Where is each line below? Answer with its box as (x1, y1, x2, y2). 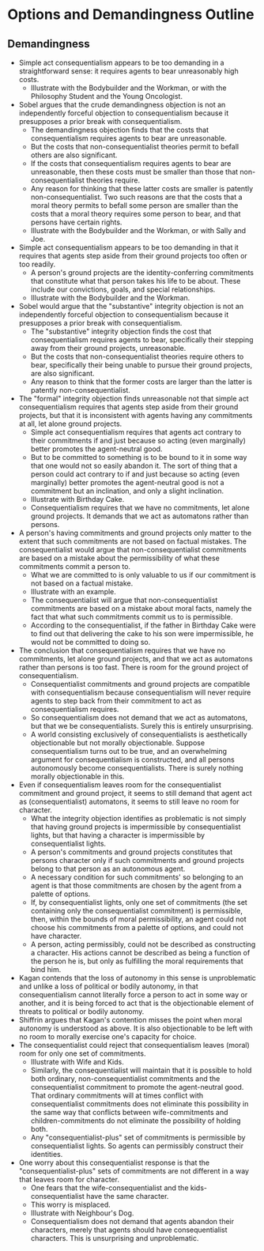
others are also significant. (30, 150, 118, 160)
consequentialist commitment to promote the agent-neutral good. (30, 1083, 244, 1091)
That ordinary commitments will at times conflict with (30, 1091, 203, 1100)
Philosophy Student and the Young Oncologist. (30, 92, 183, 100)
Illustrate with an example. (30, 587, 116, 596)
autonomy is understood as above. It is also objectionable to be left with (18, 1023, 254, 1033)
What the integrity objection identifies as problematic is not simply (30, 814, 247, 823)
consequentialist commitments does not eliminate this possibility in (30, 1099, 249, 1108)
